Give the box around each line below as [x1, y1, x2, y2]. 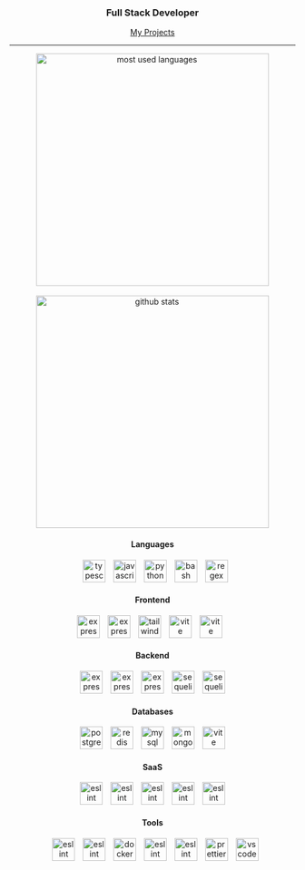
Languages [131, 538, 174, 550]
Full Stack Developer [105, 6, 200, 19]
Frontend [134, 594, 171, 605]
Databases [131, 706, 174, 717]
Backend [135, 650, 170, 661]
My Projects [130, 27, 175, 38]
